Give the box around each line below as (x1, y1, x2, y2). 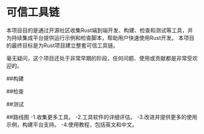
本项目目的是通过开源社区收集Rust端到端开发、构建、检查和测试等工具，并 (6, 27, 193, 34)
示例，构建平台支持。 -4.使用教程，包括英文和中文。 (6, 121, 138, 128)
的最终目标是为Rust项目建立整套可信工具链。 (6, 42, 119, 49)
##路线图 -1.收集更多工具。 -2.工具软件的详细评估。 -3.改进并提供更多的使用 (6, 113, 197, 121)
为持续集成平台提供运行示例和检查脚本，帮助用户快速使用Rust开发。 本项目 (6, 34, 195, 41)
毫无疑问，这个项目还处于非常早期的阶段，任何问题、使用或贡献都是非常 (6, 54, 187, 62)
